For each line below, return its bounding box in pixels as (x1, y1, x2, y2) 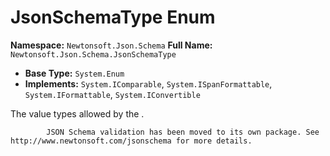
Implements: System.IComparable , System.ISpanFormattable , (24, 77, 273, 90)
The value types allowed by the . (10, 107, 145, 120)
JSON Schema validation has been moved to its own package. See (46, 127, 320, 137)
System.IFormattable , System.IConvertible (24, 88, 201, 100)
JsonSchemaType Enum (10, 6, 216, 29)
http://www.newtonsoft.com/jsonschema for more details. (10, 136, 253, 146)
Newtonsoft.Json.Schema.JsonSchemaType (10, 49, 177, 60)
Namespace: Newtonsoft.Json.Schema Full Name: (10, 39, 213, 51)
